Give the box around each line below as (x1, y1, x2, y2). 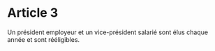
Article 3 (7, 5, 59, 21)
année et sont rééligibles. (7, 35, 80, 43)
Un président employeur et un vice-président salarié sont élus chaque (7, 28, 208, 36)
